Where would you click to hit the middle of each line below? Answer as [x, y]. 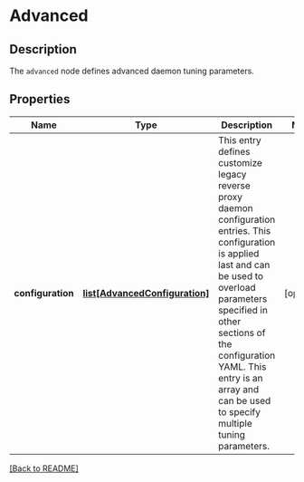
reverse [234, 185]
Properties [40, 99]
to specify [239, 411]
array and [239, 389]
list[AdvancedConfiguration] [146, 293]
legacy [233, 174]
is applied [239, 253]
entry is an [241, 378]
